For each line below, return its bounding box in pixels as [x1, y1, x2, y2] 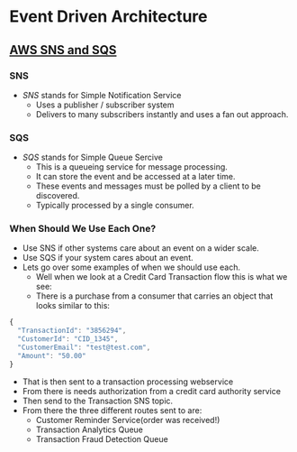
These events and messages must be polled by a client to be [35, 180, 261, 191]
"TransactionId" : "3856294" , [17, 327, 127, 336]
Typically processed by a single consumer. [35, 200, 195, 211]
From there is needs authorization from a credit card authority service [22, 385, 282, 396]
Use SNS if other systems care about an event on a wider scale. [22, 243, 259, 254]
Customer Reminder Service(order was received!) [35, 414, 220, 425]
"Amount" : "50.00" [17, 351, 87, 360]
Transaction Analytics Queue [35, 424, 144, 435]
